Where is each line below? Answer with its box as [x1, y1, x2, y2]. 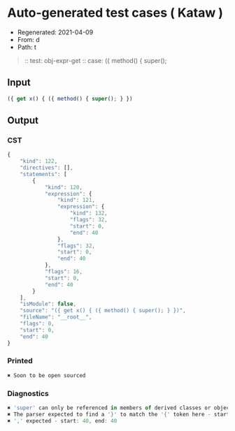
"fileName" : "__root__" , [20, 314, 92, 321]
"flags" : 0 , [20, 320, 55, 328]
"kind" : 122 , [20, 158, 58, 165]
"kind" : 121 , [57, 197, 96, 204]
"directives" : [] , [20, 164, 73, 172]
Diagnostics [7, 388, 49, 398]
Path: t [17, 43, 37, 51]
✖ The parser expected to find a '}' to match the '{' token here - [7, 411, 211, 418]
